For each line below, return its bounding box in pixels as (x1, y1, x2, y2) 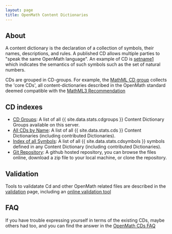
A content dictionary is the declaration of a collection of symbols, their (5, 45, 154, 51)
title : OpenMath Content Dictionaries (5, 12, 88, 17)
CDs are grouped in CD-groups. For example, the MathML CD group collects (5, 77, 167, 83)
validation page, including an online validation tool (5, 188, 111, 194)
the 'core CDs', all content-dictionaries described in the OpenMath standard (5, 82, 166, 88)
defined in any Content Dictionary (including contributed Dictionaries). (12, 143, 162, 150)
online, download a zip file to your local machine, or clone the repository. (12, 155, 167, 161)
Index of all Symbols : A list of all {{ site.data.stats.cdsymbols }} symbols (12, 138, 165, 145)
